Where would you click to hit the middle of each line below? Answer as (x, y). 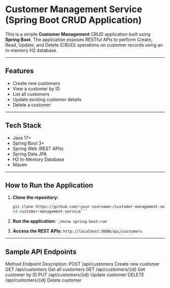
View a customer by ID (36, 88)
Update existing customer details (47, 99)
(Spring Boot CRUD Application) (73, 20)
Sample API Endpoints (41, 252)
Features (19, 71)
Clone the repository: (35, 197)
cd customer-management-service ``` (50, 211)
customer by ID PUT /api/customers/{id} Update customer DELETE (75, 274)
